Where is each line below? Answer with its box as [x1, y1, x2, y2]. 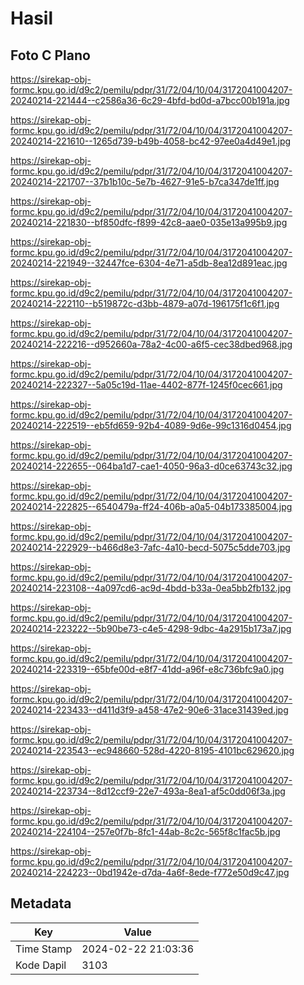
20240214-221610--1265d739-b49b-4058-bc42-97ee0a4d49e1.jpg [10, 135, 292, 147]
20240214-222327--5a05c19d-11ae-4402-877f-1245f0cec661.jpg [10, 379, 283, 391]
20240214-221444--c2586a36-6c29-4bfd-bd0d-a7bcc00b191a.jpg [10, 95, 290, 106]
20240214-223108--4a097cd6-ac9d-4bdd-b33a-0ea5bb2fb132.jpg [10, 582, 292, 594]
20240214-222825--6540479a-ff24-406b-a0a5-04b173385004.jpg [10, 501, 293, 512]
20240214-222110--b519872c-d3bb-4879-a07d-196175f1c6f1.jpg [10, 298, 280, 309]
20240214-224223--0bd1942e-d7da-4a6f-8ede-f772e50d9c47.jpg [10, 867, 290, 878]
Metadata [10, 895, 72, 912]
